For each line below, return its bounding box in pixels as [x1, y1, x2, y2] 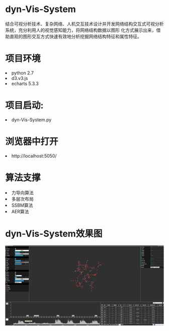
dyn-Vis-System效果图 [5, 228, 103, 239]
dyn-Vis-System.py [12, 117, 52, 123]
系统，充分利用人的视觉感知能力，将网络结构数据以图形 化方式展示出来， [5, 27, 156, 33]
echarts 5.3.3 [12, 80, 39, 87]
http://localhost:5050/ [12, 152, 57, 159]
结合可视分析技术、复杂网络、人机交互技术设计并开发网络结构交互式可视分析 [5, 21, 164, 27]
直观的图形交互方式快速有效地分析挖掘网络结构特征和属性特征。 [9, 33, 142, 39]
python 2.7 [12, 69, 34, 76]
